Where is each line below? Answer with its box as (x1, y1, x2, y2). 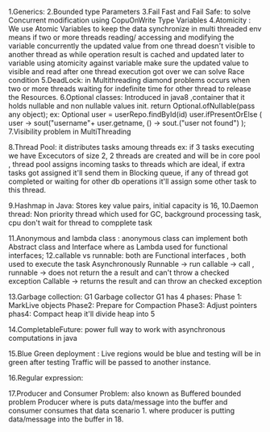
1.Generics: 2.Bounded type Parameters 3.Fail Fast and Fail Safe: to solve (8, 7, 251, 16)
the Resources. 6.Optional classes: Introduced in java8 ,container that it (8, 93, 245, 102)
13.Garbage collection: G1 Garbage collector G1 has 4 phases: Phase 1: (8, 292, 243, 301)
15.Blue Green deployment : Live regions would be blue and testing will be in (8, 349, 261, 358)
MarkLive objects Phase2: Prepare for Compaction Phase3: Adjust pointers (8, 301, 258, 309)
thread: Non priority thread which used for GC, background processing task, (8, 210, 262, 218)
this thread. (8, 185, 47, 194)
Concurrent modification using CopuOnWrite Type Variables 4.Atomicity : (8, 15, 251, 25)
